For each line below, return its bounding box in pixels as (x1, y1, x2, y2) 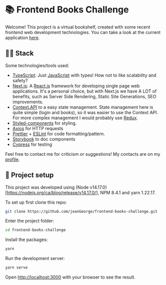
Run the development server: (5, 255, 65, 261)
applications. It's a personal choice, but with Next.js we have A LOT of (12, 88, 157, 94)
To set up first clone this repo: (5, 199, 67, 205)
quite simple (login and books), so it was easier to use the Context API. (12, 109, 158, 115)
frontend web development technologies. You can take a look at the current (5, 29, 161, 35)
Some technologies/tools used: (5, 62, 69, 68)
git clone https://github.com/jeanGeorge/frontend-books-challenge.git (5, 209, 157, 214)
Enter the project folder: (5, 218, 54, 224)
